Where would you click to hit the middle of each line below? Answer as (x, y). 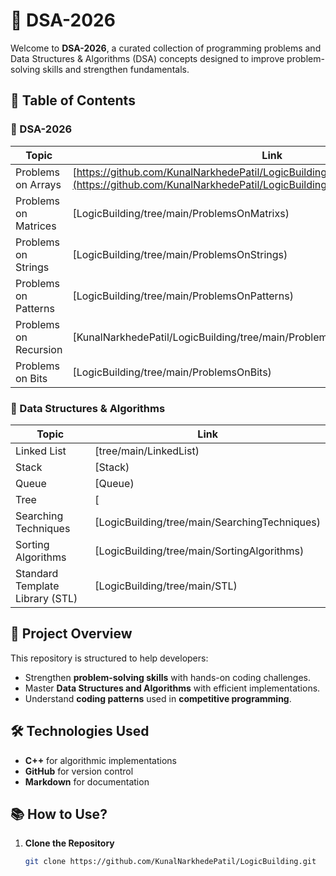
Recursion (39, 349)
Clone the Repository (69, 843)
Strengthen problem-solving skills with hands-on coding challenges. (167, 677)
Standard (37, 573)
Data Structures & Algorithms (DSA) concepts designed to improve (147, 58)
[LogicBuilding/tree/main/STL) (166, 586)
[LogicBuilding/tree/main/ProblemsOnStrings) (180, 254)
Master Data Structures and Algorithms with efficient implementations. (172, 688)
